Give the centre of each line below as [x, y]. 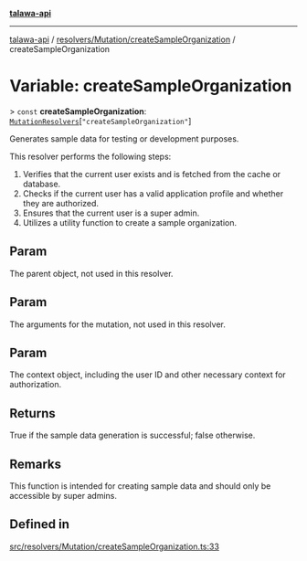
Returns [33, 413]
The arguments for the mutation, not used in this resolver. [117, 324]
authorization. [36, 385]
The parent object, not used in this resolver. [91, 273]
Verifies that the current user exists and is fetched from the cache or [152, 174]
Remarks [36, 464]
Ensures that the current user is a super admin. [111, 213]
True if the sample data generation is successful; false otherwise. [132, 435]
